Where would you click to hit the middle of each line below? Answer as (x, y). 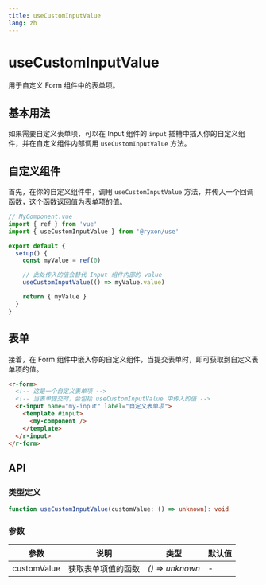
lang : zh (23, 23)
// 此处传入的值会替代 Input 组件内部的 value (93, 275)
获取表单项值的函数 (104, 569)
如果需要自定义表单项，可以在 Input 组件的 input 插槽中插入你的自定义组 (127, 134)
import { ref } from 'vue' (53, 224)
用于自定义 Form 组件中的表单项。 (64, 85)
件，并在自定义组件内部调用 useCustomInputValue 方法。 (100, 143)
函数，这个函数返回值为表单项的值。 (67, 202)
